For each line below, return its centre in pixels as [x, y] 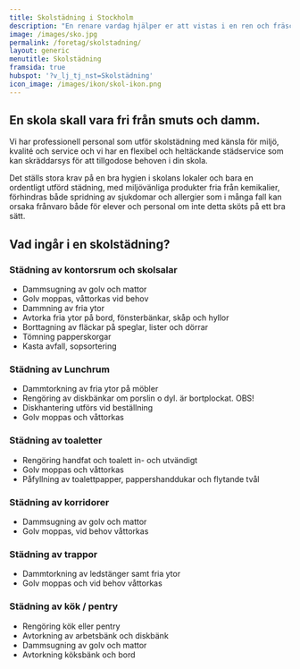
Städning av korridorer [59, 502]
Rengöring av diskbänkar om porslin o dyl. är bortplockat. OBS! [138, 398]
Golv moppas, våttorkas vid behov [85, 299]
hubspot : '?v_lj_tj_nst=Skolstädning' [81, 76]
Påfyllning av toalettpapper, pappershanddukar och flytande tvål [141, 478]
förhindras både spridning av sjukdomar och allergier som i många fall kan [146, 197]
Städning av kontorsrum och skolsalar [93, 269]
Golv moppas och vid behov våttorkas [92, 583]
